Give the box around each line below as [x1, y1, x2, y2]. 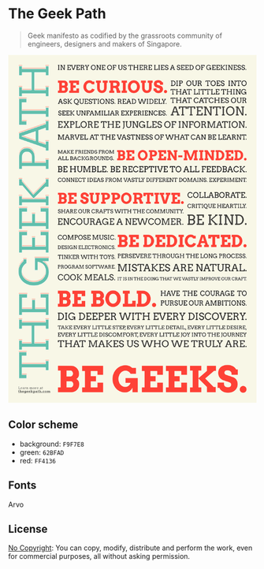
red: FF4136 [19, 456, 57, 465]
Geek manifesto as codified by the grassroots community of [27, 31, 223, 40]
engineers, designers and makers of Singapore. [27, 39, 183, 48]
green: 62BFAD [19, 447, 65, 457]
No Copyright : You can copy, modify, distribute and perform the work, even [8, 543, 253, 552]
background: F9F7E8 [19, 439, 84, 448]
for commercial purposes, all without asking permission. [8, 552, 191, 561]
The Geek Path [8, 5, 106, 23]
